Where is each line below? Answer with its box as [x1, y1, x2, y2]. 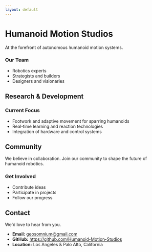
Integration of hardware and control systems [12, 128, 102, 135]
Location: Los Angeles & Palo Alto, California [12, 242, 103, 248]
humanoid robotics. [5, 161, 44, 167]
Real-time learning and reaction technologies [12, 123, 103, 129]
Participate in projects [12, 189, 57, 195]
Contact [5, 209, 30, 217]
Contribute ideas [12, 184, 46, 190]
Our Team [5, 57, 29, 64]
